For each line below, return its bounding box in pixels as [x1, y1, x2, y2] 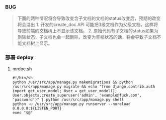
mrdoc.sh [12, 66, 32, 72]
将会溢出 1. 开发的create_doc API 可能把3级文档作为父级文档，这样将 [17, 21, 158, 28]
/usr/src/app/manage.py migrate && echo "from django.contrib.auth [12, 84, 155, 89]
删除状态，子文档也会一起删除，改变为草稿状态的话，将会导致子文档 [17, 34, 157, 40]
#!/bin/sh [12, 75, 33, 80]
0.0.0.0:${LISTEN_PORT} [12, 106, 62, 111]
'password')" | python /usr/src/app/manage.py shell [12, 97, 124, 102]
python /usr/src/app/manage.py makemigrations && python [12, 80, 133, 85]
